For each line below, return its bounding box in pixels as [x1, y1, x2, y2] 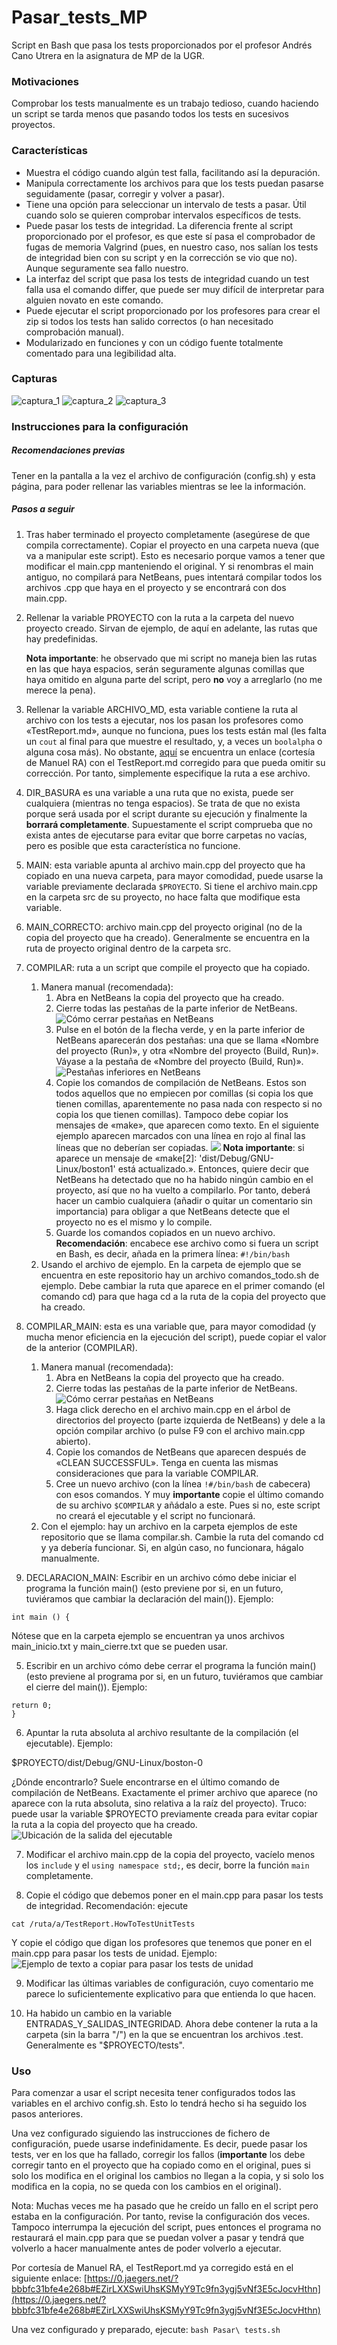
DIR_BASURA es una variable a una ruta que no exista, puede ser [25, 786, 294, 798]
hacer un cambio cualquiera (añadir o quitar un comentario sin [55, 1194, 313, 1206]
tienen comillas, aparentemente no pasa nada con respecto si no [55, 1097, 323, 1110]
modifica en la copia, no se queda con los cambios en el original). [11, 2180, 282, 2192]
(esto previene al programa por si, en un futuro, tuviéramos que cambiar [25, 1670, 324, 1682]
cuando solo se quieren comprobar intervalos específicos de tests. [25, 209, 302, 221]
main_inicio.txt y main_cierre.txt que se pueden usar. [11, 1640, 229, 1652]
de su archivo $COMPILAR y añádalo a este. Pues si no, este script [55, 1499, 321, 1511]
